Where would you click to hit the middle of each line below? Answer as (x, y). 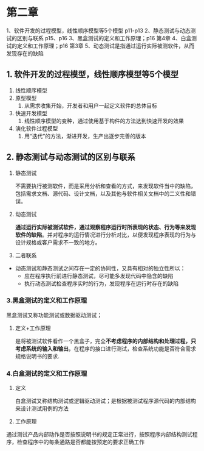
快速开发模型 (31, 113)
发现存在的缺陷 (25, 53)
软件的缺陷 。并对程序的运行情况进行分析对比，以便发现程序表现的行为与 (105, 235)
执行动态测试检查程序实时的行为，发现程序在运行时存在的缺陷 (101, 283)
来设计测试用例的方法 (42, 408)
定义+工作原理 (33, 328)
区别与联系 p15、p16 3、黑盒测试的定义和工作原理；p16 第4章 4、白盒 (104, 38)
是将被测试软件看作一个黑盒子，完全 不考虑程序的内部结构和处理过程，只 (105, 341)
